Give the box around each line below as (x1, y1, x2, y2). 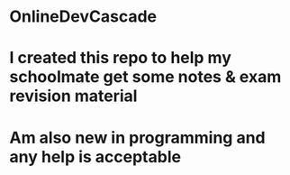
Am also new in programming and (9, 127, 266, 148)
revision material (9, 86, 138, 106)
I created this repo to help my (9, 48, 232, 69)
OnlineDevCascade (9, 6, 158, 27)
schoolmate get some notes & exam (9, 67, 282, 87)
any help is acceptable (9, 146, 182, 167)
